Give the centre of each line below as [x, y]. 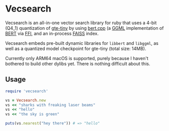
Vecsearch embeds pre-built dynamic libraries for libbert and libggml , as [82, 43]
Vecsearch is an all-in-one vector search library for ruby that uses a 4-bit [81, 23]
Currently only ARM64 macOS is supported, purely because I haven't [77, 58]
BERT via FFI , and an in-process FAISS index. [52, 33]
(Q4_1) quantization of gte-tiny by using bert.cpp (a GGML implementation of [84, 28]
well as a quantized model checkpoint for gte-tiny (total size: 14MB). [76, 48]
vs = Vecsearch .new [26, 100]
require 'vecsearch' [27, 91]
